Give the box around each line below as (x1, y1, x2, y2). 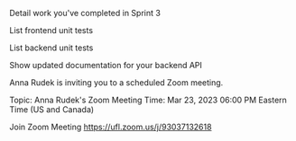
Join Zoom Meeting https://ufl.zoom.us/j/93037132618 (9, 121, 212, 132)
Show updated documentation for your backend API (9, 60, 203, 70)
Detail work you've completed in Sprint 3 (9, 8, 161, 18)
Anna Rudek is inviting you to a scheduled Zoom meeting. (9, 77, 224, 88)
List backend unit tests (9, 42, 94, 53)
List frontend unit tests (9, 25, 93, 35)
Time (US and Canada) (9, 104, 95, 115)
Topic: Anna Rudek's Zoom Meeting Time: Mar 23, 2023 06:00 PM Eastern (9, 94, 287, 105)
